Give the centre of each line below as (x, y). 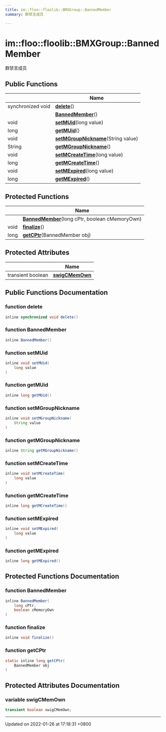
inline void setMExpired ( (32, 529)
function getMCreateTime (37, 495)
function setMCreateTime (37, 463)
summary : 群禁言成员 (24, 14)
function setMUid (26, 353)
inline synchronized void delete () (42, 317)
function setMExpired (32, 518)
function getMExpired (32, 550)
